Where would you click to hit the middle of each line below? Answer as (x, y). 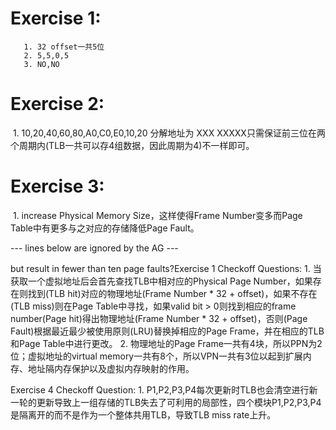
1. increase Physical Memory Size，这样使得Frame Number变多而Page (157, 215)
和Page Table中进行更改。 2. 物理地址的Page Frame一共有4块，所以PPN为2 (166, 343)
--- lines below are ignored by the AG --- (94, 248)
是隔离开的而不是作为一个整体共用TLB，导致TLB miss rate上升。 (143, 414)
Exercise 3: (57, 186)
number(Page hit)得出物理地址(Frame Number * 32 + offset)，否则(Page (159, 318)
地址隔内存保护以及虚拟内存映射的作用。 (111, 368)
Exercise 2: (57, 104)
